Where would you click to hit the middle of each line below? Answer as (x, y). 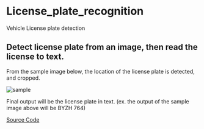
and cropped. (23, 78)
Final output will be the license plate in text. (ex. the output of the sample (98, 101)
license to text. (35, 57)
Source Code (23, 119)
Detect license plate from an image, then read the (102, 47)
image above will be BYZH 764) (46, 108)
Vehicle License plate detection (46, 28)
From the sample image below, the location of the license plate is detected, (101, 71)
